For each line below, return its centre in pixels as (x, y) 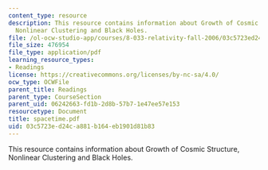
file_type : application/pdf (55, 52)
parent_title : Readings (48, 89)
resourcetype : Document (48, 112)
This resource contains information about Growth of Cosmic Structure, (124, 149)
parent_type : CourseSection (55, 97)
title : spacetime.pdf (44, 119)
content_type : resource (48, 15)
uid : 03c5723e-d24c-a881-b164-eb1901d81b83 (82, 126)
